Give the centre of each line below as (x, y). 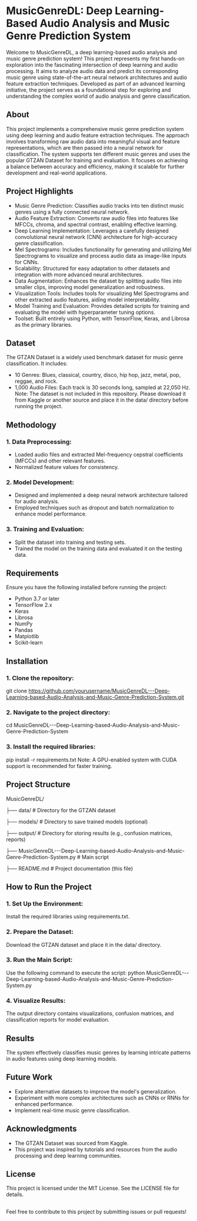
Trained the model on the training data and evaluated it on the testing (98, 548)
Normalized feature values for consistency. (67, 467)
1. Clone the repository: (40, 678)
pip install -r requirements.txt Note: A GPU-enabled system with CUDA (91, 760)
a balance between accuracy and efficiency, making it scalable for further (96, 166)
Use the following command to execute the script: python (76, 973)
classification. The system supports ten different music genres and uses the (98, 154)
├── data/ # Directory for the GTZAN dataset (61, 810)
